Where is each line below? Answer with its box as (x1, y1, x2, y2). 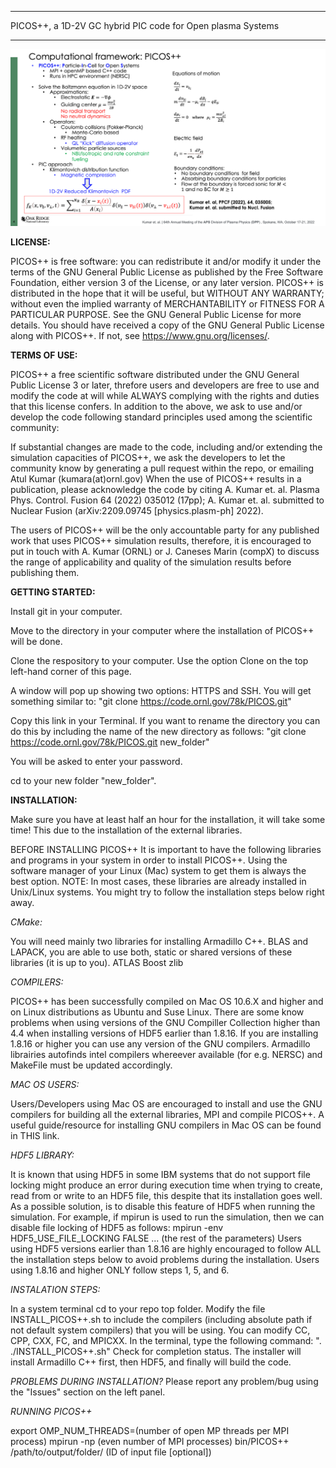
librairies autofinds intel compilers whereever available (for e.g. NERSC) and (10, 1049, 323, 1060)
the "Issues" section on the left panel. (10, 1386, 166, 1398)
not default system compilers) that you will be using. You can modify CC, (10, 1324, 311, 1336)
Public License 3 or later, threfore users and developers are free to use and (10, 379, 320, 391)
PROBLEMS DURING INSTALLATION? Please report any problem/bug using (10, 1376, 319, 1387)
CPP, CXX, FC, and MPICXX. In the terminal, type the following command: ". (10, 1335, 322, 1346)
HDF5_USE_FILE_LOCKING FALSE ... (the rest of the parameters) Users (10, 1232, 302, 1244)
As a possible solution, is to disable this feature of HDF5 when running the (10, 1201, 316, 1212)
